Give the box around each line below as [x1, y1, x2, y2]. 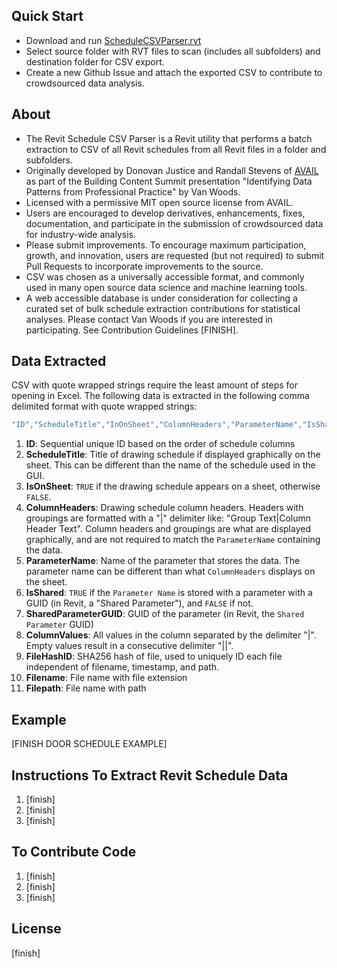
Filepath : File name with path [25, 682, 147, 694]
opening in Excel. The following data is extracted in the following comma [11, 390, 310, 402]
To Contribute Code [11, 844, 137, 861]
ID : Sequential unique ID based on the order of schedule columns [25, 438, 296, 450]
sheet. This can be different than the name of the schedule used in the [25, 459, 316, 471]
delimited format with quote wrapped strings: [11, 400, 198, 413]
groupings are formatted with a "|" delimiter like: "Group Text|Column [25, 512, 312, 524]
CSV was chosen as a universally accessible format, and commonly [25, 270, 305, 283]
